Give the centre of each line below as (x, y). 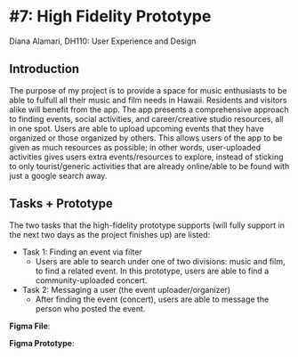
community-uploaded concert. (91, 280)
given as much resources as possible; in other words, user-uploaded (135, 147)
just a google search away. (58, 175)
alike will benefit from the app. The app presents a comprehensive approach (149, 110)
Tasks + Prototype (61, 203)
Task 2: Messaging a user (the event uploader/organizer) (126, 289)
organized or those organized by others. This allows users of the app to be (146, 138)
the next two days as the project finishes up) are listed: (110, 234)
